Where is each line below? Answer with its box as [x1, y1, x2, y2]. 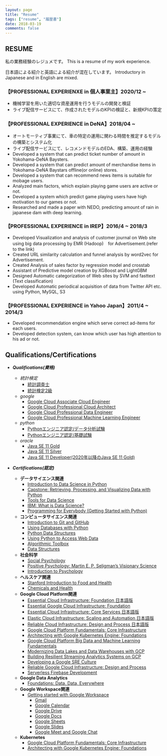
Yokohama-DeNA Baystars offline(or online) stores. [12, 167, 118, 173]
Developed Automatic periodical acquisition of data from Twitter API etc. [12, 283, 161, 289]
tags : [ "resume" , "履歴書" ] [5, 17, 61, 22]
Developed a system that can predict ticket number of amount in [12, 151, 145, 157]
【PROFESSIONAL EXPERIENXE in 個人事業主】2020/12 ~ [5, 88, 146, 95]
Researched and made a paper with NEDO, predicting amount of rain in [12, 204, 159, 210]
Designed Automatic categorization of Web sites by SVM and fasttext [12, 272, 155, 278]
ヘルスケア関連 [19, 574, 51, 580]
